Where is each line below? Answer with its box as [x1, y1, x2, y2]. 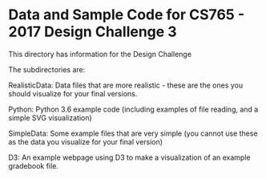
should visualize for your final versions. [8, 88, 138, 98]
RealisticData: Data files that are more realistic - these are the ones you [8, 80, 243, 90]
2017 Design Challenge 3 [8, 22, 178, 41]
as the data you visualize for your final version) [8, 136, 163, 146]
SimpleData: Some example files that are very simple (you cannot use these [8, 128, 258, 138]
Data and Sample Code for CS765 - [8, 6, 245, 24]
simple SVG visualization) [8, 112, 92, 122]
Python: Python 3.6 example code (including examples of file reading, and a [8, 104, 259, 114]
